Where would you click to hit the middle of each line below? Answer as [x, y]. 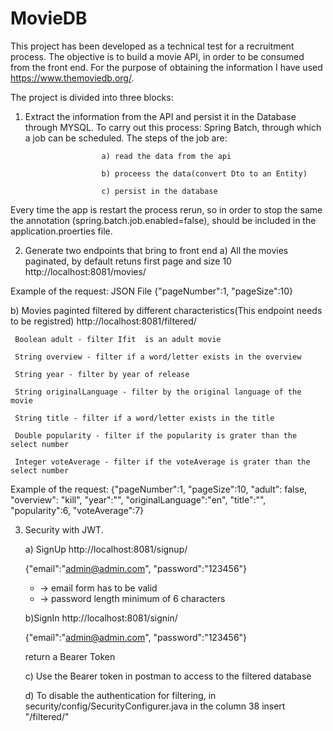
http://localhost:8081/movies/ [85, 271]
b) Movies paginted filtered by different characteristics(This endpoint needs [166, 310]
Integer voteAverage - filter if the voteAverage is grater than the [162, 462]
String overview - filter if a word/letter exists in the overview [158, 357]
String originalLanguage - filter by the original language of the [158, 392]
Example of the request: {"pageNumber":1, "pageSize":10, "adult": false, [159, 489]
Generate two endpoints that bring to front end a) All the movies [156, 250]
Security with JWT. [64, 529]
